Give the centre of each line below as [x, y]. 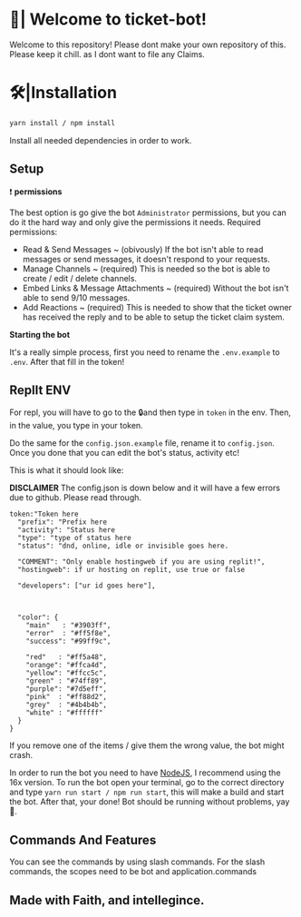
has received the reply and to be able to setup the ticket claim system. [154, 317]
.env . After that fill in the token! [67, 361]
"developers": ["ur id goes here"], [87, 586]
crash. [21, 755]
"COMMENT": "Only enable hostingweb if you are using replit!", [141, 562]
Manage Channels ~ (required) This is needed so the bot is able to [146, 269]
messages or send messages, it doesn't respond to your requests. [146, 259]
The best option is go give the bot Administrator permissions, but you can [148, 212]
